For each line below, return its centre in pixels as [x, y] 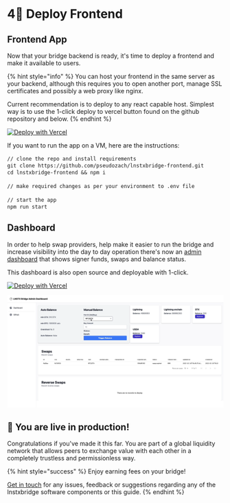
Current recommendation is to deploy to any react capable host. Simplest [111, 104]
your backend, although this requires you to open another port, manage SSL [115, 84]
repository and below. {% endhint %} [59, 119]
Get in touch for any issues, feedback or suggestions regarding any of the [112, 484]
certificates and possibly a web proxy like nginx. [75, 91]
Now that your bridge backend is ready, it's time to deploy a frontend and [111, 56]
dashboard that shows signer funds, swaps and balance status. [97, 259]
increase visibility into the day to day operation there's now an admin [104, 251]
